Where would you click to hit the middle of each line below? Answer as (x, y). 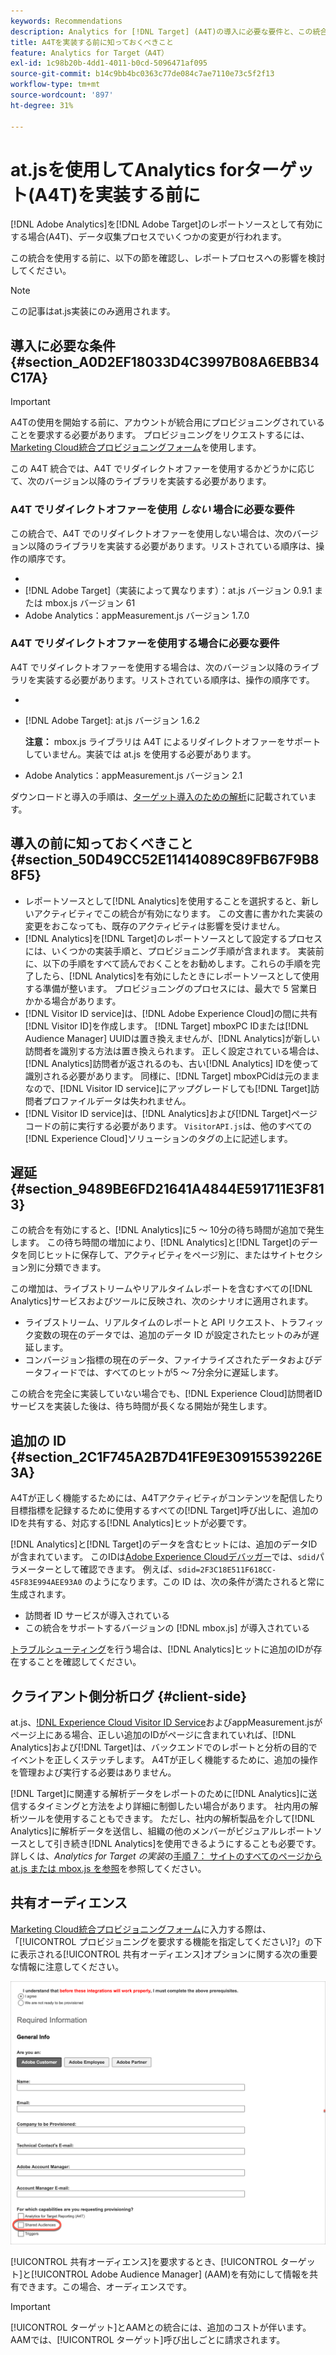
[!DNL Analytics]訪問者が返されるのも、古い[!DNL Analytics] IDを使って (172, 1063)
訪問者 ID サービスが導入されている (97, 1616)
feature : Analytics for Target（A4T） (89, 53)
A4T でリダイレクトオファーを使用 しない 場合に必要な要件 (152, 510)
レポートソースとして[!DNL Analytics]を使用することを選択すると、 (163, 901)
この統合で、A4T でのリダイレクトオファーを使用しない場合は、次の (151, 533)
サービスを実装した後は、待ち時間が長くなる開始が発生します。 (141, 1406)
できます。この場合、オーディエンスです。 (105, 2287)
